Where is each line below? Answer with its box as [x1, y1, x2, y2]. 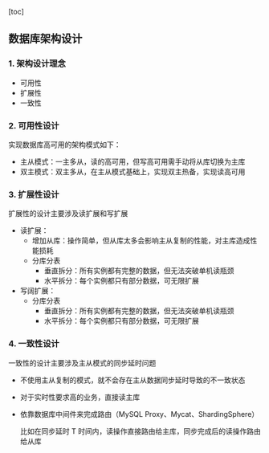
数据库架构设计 [8, 32, 83, 46]
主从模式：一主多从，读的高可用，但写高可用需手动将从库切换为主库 [19, 157, 246, 166]
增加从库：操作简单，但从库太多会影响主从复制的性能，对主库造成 [31, 236, 251, 246]
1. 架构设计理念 [8, 58, 67, 69]
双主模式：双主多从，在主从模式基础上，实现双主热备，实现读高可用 [19, 166, 246, 176]
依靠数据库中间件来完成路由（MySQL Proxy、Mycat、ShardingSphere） [19, 409, 259, 418]
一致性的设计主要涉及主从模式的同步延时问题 [8, 357, 157, 368]
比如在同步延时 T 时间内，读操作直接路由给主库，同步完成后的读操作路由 [19, 426, 261, 436]
